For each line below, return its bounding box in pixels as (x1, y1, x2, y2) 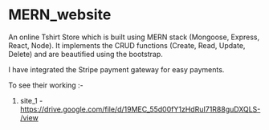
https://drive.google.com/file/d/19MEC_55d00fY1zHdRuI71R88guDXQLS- (19, 104, 261, 114)
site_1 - (19, 95, 43, 105)
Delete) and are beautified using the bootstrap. (8, 49, 163, 59)
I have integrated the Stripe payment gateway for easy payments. (8, 64, 225, 74)
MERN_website (8, 6, 112, 24)
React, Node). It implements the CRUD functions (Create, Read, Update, (8, 40, 246, 50)
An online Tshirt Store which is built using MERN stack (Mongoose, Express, (8, 32, 260, 42)
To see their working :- (8, 80, 84, 90)
